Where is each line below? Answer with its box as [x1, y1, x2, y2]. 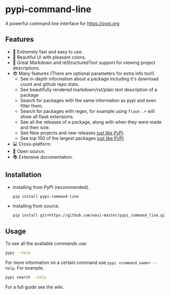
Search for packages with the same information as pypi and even [20, 97, 156, 103]
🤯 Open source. [12, 148, 46, 154]
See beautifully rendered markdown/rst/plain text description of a [20, 86, 157, 93]
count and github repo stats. [20, 81, 80, 87]
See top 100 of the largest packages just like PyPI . [20, 135, 125, 141]
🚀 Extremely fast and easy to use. [12, 48, 83, 54]
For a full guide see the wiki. [5, 284, 64, 290]
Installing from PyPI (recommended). [12, 184, 90, 190]
